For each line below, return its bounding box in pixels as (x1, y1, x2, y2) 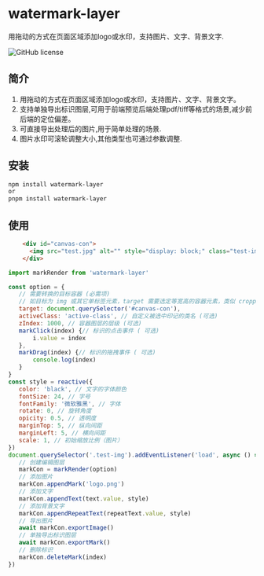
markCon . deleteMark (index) (18, 553, 108, 561)
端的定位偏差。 (26, 114, 75, 123)
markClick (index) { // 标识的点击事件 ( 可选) (18, 327, 159, 335)
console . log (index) (32, 356, 97, 364)
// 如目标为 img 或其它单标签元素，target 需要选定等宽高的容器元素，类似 (18, 298, 236, 306)
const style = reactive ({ (8, 378, 93, 386)
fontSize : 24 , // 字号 (18, 392, 91, 401)
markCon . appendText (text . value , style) (18, 494, 149, 503)
